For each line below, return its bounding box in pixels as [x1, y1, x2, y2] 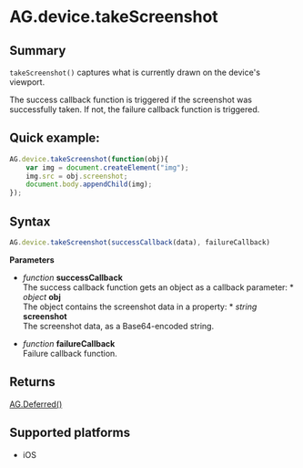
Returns [9, 374, 56, 390]
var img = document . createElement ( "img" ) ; [25, 162, 189, 172]
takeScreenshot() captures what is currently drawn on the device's [9, 67, 261, 78]
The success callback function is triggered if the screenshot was [9, 94, 253, 105]
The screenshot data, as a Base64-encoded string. [22, 320, 215, 331]
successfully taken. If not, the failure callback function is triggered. [9, 104, 260, 115]
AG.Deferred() [9, 399, 63, 410]
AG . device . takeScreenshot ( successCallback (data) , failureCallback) [9, 238, 271, 247]
